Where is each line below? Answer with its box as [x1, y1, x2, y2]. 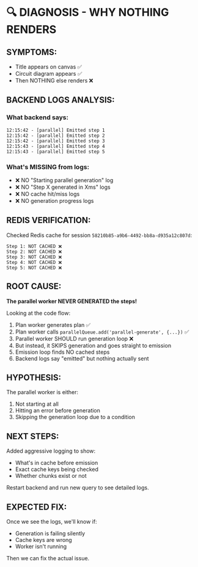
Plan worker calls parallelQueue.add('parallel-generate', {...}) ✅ [15, 328, 189, 335]
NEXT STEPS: [6, 431, 59, 441]
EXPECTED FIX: [6, 502, 67, 512]
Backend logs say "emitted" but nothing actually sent [15, 354, 149, 362]
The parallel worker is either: [6, 389, 78, 396]
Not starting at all [15, 400, 59, 408]
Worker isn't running [15, 543, 67, 551]
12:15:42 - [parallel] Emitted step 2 [6, 133, 105, 139]
